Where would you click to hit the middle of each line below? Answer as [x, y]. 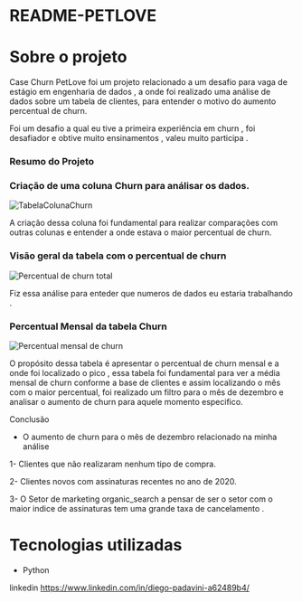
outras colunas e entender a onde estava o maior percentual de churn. [141, 232]
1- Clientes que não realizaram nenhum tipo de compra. [113, 464]
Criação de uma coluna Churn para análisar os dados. [130, 185]
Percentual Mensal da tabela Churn [88, 326]
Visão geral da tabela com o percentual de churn [118, 256]
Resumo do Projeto [52, 162]
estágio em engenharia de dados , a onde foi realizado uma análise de [140, 92]
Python [36, 569]
